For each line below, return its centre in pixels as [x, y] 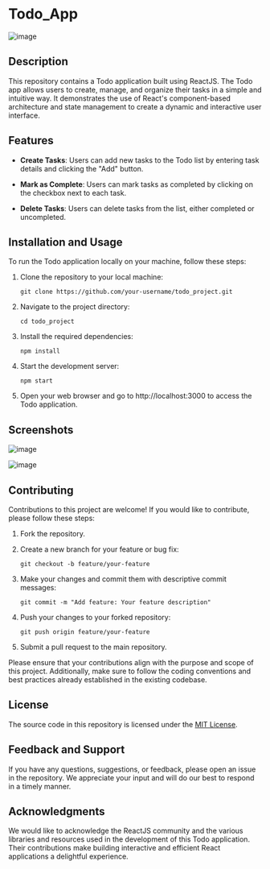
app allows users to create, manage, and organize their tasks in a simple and [135, 89]
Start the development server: [70, 366]
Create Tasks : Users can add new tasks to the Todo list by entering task [139, 160]
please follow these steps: [51, 518]
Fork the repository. [53, 534]
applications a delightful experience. [68, 857]
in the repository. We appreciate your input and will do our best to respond [131, 777]
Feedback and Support [67, 750]
